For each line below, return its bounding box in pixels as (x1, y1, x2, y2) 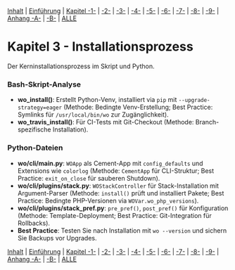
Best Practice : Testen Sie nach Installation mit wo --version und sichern (17, 226, 227, 235)
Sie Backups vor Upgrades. (17, 233, 97, 242)
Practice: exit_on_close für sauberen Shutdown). (17, 174, 160, 182)
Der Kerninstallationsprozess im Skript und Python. (7, 62, 155, 70)
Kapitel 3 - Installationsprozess (7, 39, 193, 55)
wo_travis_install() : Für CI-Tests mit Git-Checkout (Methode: (17, 118, 194, 127)
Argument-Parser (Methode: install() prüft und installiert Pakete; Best (17, 188, 224, 197)
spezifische (17, 125, 51, 134)
